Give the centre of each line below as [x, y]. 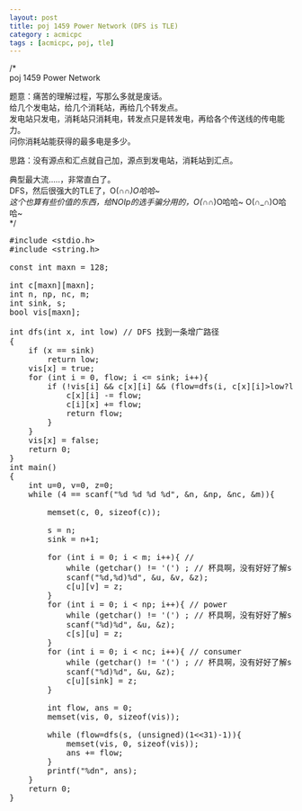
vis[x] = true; [62, 369]
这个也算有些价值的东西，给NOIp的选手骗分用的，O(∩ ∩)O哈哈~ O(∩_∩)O [144, 202]
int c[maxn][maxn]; [52, 285]
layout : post [34, 18]
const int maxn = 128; [59, 267]
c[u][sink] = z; [102, 681]
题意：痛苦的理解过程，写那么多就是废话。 [88, 96]
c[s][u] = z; [95, 634]
